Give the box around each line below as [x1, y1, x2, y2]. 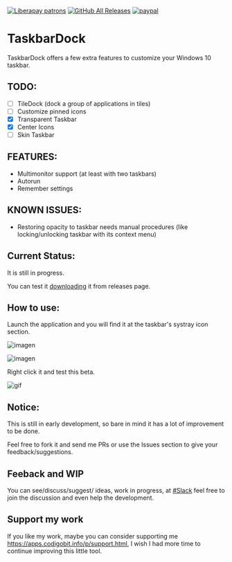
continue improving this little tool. [7, 547, 102, 555]
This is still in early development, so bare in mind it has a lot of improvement [7, 419, 224, 428]
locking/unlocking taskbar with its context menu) [17, 230, 157, 238]
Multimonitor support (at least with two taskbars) [17, 170, 157, 178]
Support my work [7, 514, 84, 525]
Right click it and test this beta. [7, 368, 96, 377]
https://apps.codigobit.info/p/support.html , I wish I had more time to [7, 539, 201, 547]
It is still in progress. [7, 269, 64, 277]
